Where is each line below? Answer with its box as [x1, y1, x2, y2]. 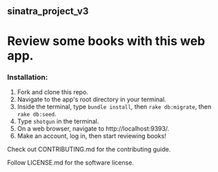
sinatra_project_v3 [7, 6, 89, 17]
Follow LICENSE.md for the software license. [7, 158, 135, 166]
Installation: [7, 72, 48, 82]
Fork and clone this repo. [17, 87, 88, 96]
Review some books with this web [7, 33, 206, 49]
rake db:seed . [17, 109, 57, 118]
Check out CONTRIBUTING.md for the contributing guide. [7, 144, 171, 153]
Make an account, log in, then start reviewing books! [17, 131, 167, 140]
